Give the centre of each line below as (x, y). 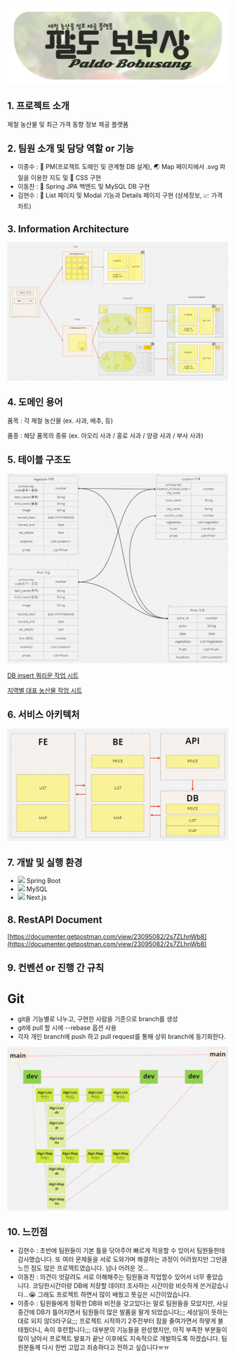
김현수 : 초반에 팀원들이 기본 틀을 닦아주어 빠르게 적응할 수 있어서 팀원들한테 (121, 1250)
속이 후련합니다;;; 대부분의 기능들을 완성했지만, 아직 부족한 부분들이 (136, 1329)
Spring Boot (43, 881)
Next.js (36, 897)
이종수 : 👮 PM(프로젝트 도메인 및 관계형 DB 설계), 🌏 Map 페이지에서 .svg (118, 167)
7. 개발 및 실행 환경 (45, 862)
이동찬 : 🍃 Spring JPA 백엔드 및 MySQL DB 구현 (83, 187)
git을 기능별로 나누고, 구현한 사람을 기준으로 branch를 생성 (98, 1019)
